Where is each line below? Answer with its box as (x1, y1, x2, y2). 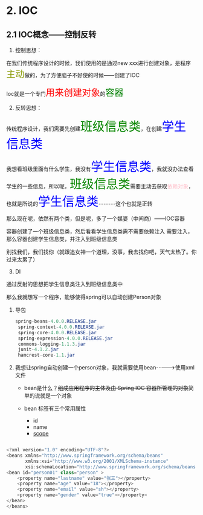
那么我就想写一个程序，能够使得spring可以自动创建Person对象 (6, 294, 161, 300)
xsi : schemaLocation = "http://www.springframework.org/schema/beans (25, 463, 196, 470)
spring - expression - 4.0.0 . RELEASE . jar (18, 335, 113, 342)
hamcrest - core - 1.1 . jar (18, 352, 76, 358)
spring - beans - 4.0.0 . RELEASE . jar (14, 318, 97, 325)
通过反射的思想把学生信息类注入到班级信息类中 (6, 280, 123, 288)
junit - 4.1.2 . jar (18, 346, 59, 352)
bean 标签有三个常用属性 (24, 405, 86, 412)
